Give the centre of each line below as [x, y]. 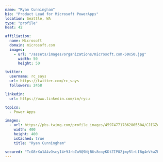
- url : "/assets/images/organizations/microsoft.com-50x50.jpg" [80, 54]
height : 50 [29, 63]
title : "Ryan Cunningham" [40, 143]
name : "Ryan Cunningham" [30, 9]
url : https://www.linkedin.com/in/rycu [50, 99]
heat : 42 [14, 28]
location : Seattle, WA [28, 18]
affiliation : [18, 36]
